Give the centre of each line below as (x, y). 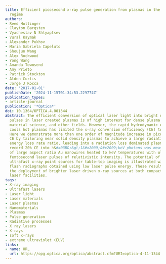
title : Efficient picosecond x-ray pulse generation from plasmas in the (83, 10)
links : (12, 245)
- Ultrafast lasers (25, 189)
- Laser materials (24, 199)
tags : (11, 180)
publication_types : (25, 97)
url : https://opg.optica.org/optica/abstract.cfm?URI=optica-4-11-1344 (85, 254)
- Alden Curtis (21, 79)
